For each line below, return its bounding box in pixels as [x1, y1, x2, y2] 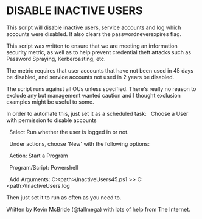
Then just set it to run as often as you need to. [6, 193, 122, 201]
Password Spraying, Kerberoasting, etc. [6, 55, 106, 62]
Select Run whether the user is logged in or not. [9, 128, 129, 135]
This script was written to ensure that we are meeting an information [6, 42, 178, 49]
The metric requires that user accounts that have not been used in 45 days [6, 66, 193, 74]
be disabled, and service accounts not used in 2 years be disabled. [6, 73, 175, 81]
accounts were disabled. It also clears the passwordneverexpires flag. [6, 30, 182, 37]
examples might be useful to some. [6, 98, 94, 106]
